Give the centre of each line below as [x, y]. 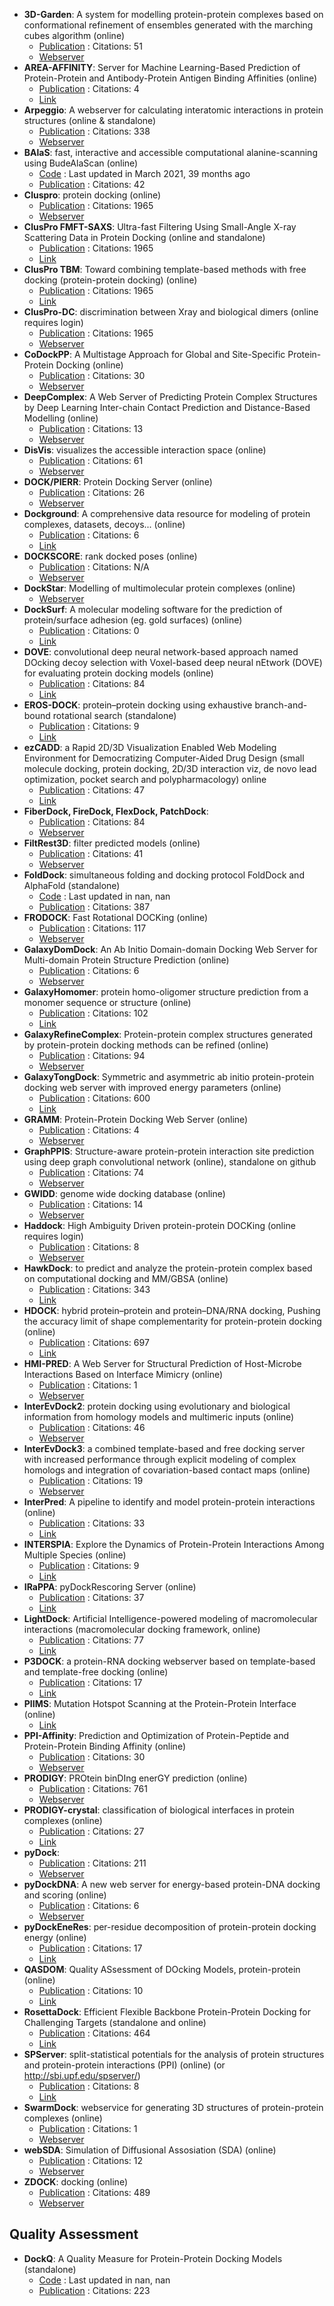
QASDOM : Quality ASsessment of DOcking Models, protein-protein [162, 1969]
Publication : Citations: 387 [94, 907]
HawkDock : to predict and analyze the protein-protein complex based [168, 1268]
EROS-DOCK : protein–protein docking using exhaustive [138, 705]
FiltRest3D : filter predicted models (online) [112, 843]
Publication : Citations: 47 [91, 790]
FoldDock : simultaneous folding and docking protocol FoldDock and [164, 875]
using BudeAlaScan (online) [81, 163]
